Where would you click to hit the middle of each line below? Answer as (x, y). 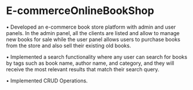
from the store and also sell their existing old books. (69, 46)
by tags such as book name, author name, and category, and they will (90, 63)
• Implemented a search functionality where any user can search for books (97, 57)
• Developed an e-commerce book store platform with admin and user (91, 27)
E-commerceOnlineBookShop (80, 11)
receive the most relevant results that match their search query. (83, 69)
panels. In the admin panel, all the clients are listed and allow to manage (93, 33)
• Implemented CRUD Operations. (47, 81)
